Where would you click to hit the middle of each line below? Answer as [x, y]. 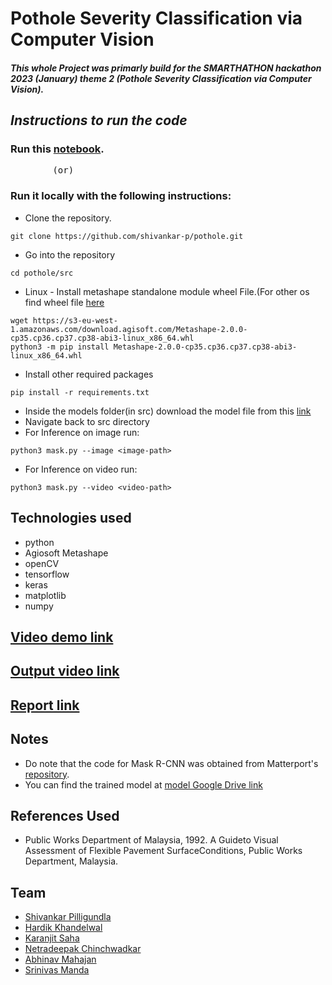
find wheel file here [64, 302]
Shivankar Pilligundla [68, 917]
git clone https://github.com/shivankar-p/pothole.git [127, 236]
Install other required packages [89, 374]
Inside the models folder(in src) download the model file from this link [168, 411]
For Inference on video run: [81, 469]
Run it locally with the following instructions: [121, 196]
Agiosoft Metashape [66, 553]
